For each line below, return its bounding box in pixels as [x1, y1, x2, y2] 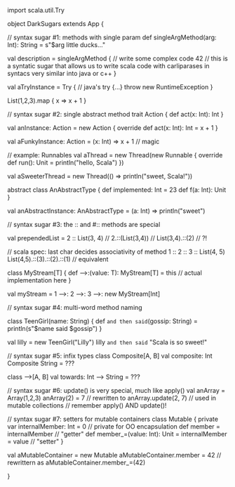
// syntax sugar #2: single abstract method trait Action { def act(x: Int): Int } [7, 110, 224, 118]
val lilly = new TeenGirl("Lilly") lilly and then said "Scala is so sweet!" [7, 338, 208, 346]
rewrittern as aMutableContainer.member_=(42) [7, 458, 146, 467]
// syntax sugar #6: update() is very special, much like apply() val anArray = [7, 387, 226, 394]
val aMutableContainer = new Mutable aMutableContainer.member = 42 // [7, 451, 222, 459]
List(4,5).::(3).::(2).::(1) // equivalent [7, 255, 109, 263]
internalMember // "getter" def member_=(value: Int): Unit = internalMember [7, 430, 227, 438]
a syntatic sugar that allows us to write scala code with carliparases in [7, 62, 210, 70]
